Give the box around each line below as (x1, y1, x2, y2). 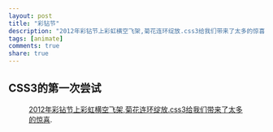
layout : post (8, 11, 53, 20)
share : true (8, 49, 49, 57)
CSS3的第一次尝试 (8, 82, 102, 96)
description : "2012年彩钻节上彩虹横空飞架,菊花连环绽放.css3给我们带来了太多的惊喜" (8, 27, 269, 35)
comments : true (8, 42, 60, 50)
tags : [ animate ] (8, 34, 63, 43)
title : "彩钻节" (8, 19, 60, 28)
